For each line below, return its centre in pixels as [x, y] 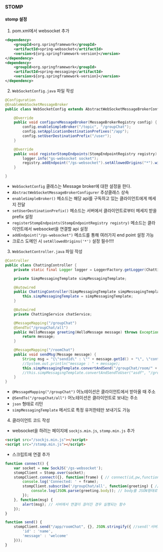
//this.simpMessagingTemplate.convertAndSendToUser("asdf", [84, 373]
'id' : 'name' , [38, 532]
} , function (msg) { [33, 500]
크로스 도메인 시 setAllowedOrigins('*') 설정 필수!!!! [63, 241]
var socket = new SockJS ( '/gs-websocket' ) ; [58, 468]
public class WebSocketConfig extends [44, 109]
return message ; [39, 337]
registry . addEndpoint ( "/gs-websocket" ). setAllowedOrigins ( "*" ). [89, 163]
